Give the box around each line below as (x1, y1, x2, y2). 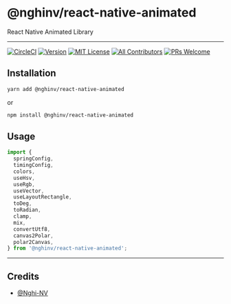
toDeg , (13, 200, 32, 207)
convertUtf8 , (13, 225, 51, 232)
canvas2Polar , (13, 232, 54, 239)
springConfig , (13, 155, 54, 163)
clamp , (13, 213, 32, 220)
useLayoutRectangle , (13, 194, 72, 201)
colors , (13, 168, 36, 175)
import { (7, 149, 32, 156)
